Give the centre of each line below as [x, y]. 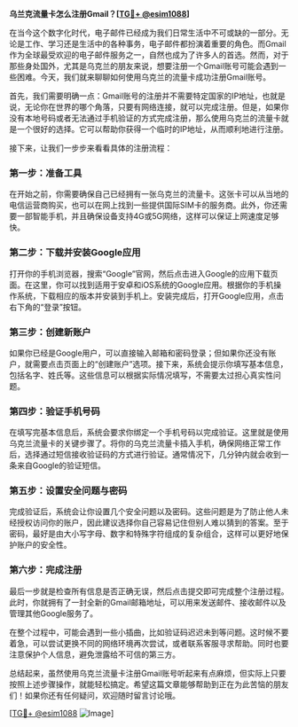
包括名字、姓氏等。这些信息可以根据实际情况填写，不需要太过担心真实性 [141, 375]
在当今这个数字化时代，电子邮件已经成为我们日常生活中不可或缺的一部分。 [145, 33]
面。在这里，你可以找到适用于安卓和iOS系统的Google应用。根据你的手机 [141, 285]
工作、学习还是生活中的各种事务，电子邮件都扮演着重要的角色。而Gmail [155, 44]
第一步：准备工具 [46, 173]
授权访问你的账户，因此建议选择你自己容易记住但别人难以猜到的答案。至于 [153, 523]
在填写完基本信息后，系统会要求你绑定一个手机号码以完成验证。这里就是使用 [149, 433]
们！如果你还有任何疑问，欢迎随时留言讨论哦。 [94, 695]
